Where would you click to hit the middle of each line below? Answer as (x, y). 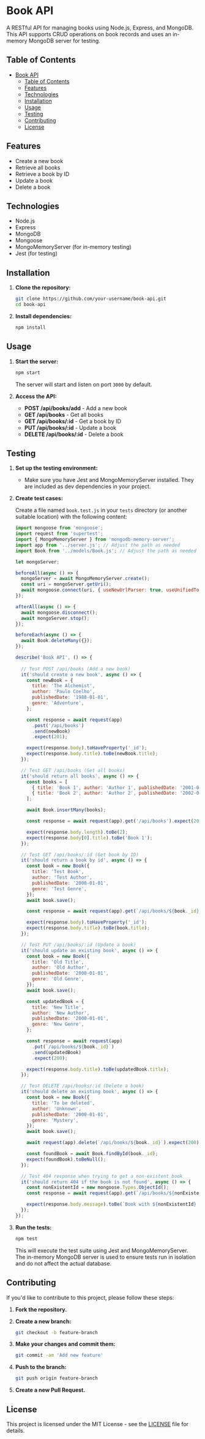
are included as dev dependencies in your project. (88, 487)
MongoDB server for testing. (65, 40)
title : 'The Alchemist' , (63, 686)
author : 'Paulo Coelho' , (63, 692)
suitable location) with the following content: (71, 517)
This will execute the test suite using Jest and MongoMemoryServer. (102, 1250)
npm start (28, 372)
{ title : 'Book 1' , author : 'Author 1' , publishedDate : (104, 788)
